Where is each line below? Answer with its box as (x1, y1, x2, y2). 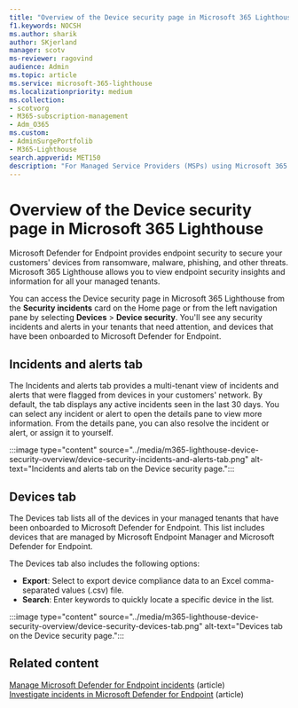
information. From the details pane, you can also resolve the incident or (9, 418, 270, 429)
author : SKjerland (9, 37, 77, 47)
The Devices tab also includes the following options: (9, 558, 200, 569)
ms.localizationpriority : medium (9, 87, 133, 96)
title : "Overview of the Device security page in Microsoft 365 (9, 12, 252, 22)
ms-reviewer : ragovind (9, 54, 93, 63)
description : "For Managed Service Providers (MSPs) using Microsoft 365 (9, 161, 288, 170)
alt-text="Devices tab (204, 620, 284, 631)
